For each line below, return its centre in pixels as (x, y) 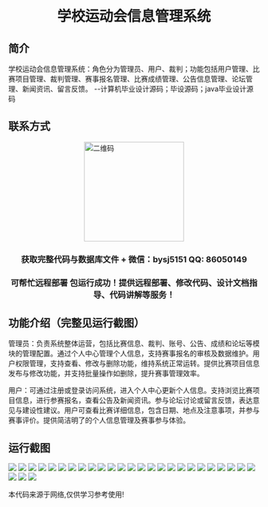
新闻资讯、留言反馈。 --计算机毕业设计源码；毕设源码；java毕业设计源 (138, 89)
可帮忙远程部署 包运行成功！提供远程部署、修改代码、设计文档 (130, 282)
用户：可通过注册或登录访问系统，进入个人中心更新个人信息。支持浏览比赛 (130, 391)
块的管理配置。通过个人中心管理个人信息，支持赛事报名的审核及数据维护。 (130, 354)
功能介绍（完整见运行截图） (77, 323)
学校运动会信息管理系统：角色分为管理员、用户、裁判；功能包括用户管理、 (130, 69)
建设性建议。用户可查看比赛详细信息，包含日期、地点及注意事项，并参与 (141, 411)
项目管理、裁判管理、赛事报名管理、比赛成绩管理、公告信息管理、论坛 (130, 79)
